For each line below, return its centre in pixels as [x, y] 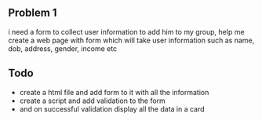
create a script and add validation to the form [93, 101]
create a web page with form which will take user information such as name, [131, 40]
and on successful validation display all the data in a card [112, 108]
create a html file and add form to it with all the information [114, 92]
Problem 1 [33, 13]
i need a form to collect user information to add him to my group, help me [126, 31]
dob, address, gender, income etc [63, 48]
